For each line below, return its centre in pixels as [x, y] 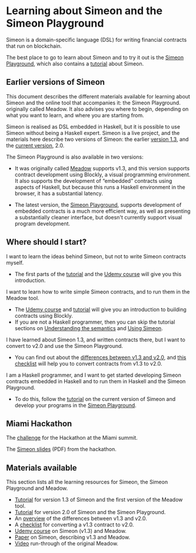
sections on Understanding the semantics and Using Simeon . [89, 328]
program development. [42, 223]
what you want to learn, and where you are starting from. [75, 115]
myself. [15, 262]
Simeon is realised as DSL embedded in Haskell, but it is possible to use [93, 126]
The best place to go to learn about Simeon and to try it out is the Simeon [95, 57]
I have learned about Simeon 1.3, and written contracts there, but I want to [96, 340]
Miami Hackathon [39, 424]
